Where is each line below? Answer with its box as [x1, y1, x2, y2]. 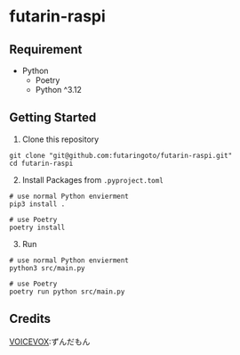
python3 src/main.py [9, 263, 86, 273]
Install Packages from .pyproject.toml [21, 174, 164, 185]
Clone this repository [21, 134, 100, 144]
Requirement [9, 42, 83, 57]
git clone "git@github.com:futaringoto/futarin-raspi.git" [9, 151, 233, 160]
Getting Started [9, 110, 97, 126]
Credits [9, 311, 52, 326]
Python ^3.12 [35, 85, 83, 95]
